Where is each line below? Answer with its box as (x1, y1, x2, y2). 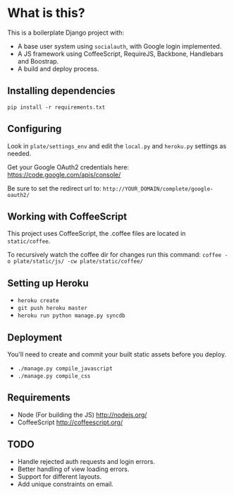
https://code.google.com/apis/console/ (7, 170, 121, 179)
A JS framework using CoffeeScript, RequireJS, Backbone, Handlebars (17, 49, 223, 58)
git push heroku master (17, 305, 88, 312)
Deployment (7, 331, 63, 343)
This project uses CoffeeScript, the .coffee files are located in (7, 229, 186, 238)
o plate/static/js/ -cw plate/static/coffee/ (7, 258, 143, 266)
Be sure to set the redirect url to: (7, 184, 101, 192)
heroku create (17, 297, 59, 304)
